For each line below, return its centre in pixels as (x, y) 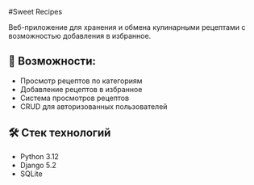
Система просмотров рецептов (75, 98)
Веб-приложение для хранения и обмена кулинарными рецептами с (127, 27)
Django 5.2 (38, 165)
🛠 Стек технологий (60, 133)
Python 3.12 (39, 156)
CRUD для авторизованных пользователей (94, 106)
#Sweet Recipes (35, 12)
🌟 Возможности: (52, 61)
